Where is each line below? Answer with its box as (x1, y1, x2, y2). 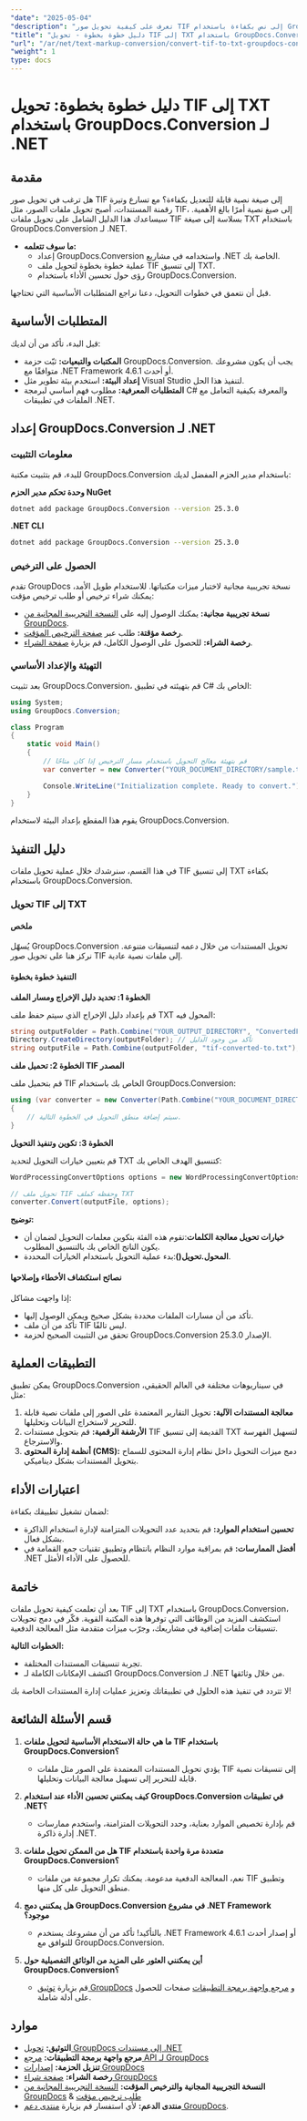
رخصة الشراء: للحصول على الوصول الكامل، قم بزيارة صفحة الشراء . (23, 637, 253, 648)
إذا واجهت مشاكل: (10, 1292, 72, 1303)
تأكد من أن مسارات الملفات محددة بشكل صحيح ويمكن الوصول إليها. (23, 1309, 254, 1321)
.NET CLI (10, 520, 45, 531)
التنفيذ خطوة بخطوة (10, 971, 77, 982)
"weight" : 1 (10, 47, 56, 56)
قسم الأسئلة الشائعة (10, 1712, 112, 1727)
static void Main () (26, 740, 101, 749)
